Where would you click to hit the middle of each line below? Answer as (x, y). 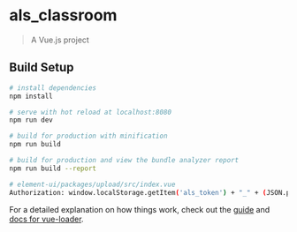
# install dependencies (53, 88)
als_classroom (63, 15)
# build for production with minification (88, 136)
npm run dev (31, 120)
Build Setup (42, 67)
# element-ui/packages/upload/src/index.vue (92, 184)
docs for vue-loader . (46, 219)
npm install (31, 96)
